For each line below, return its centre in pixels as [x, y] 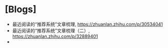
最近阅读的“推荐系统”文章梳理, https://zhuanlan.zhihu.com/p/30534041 [87, 24]
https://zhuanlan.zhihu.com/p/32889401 [55, 36]
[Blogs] [21, 9]
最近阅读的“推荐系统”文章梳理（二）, [51, 30]
